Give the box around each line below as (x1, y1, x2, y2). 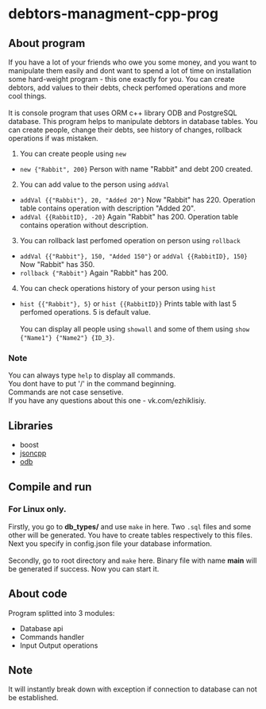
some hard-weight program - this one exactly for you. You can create (8, 75, 235, 83)
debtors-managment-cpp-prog (8, 5, 219, 23)
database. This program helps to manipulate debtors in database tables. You (8, 117, 258, 126)
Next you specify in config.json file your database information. (8, 538, 213, 548)
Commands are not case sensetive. (8, 387, 124, 397)
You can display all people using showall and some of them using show (19, 324, 250, 334)
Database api (19, 623, 64, 633)
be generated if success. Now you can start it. (8, 564, 160, 573)
